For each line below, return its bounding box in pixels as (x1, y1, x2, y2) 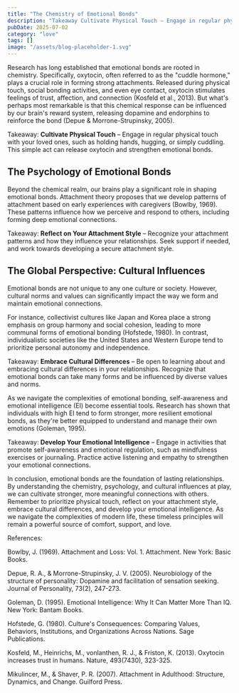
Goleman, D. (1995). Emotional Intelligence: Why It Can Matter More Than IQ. (7, 597, 232, 607)
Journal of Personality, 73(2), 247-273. (7, 584, 122, 592)
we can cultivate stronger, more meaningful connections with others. (7, 490, 209, 498)
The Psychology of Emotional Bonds (7, 166, 172, 178)
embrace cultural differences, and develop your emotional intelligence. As (7, 505, 224, 513)
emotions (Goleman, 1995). (7, 424, 87, 433)
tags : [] (7, 37, 33, 44)
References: (7, 533, 43, 542)
